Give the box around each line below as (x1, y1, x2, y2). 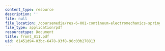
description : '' (5, 12, 38, 17)
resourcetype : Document (5, 30, 54, 34)
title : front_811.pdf (5, 34, 50, 39)
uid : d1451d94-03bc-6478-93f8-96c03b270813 (5, 39, 96, 44)
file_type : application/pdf (5, 25, 63, 30)
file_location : (5, 20, 36, 26)
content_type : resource (5, 7, 54, 12)
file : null (5, 16, 27, 21)
